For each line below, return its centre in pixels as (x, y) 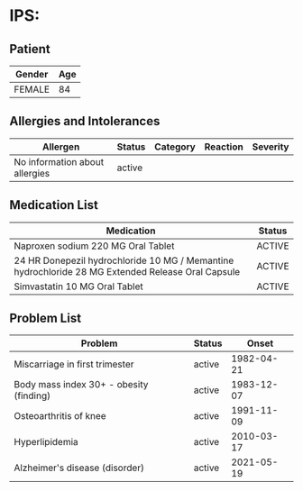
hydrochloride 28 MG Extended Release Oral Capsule (127, 271)
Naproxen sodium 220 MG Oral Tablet (94, 246)
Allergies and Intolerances (85, 121)
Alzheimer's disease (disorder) (79, 468)
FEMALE (32, 89)
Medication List (54, 205)
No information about (59, 161)
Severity (271, 147)
